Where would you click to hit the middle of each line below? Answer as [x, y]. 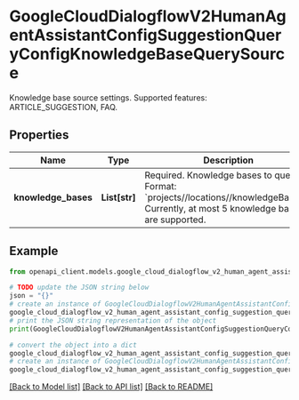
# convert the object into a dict [73, 345]
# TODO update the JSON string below [79, 288]
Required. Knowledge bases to [209, 175]
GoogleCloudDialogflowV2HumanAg [148, 16]
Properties [39, 135]
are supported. [175, 220]
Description [229, 160]
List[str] [118, 197]
